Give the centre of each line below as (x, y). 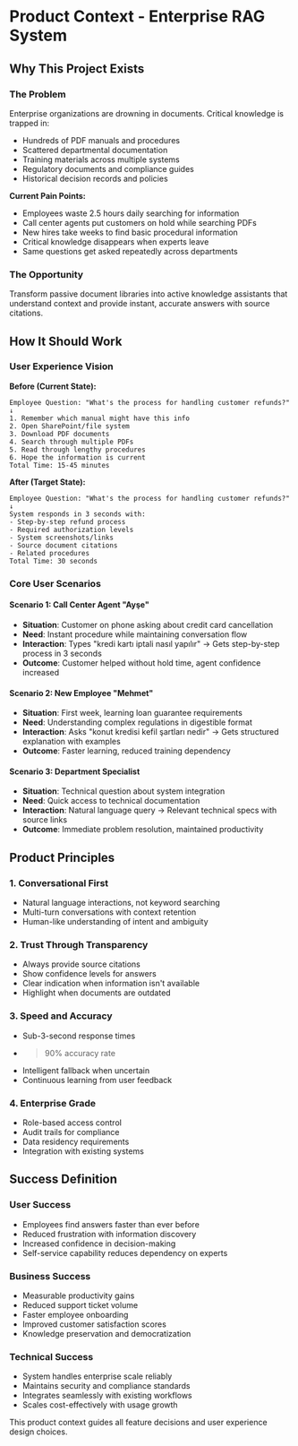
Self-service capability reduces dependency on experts (125, 1252)
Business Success (50, 1276)
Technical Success (51, 1356)
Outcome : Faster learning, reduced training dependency (126, 751)
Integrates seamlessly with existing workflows (107, 1396)
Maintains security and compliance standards (106, 1386)
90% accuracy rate (80, 1053)
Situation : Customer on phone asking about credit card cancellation (148, 624)
